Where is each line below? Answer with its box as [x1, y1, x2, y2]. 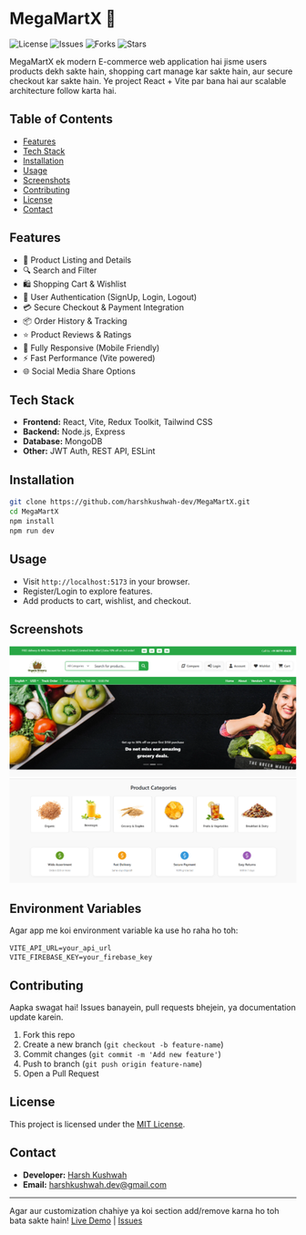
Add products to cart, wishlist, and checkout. [22, 595, 191, 606]
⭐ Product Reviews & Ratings [22, 328, 132, 340]
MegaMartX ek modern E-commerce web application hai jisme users [9, 56, 267, 67]
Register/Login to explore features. [22, 586, 153, 597]
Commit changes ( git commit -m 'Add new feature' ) [22, 1049, 221, 1060]
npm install [9, 516, 55, 525]
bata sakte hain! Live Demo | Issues [9, 1215, 143, 1226]
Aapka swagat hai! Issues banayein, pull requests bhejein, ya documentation [9, 1002, 296, 1013]
